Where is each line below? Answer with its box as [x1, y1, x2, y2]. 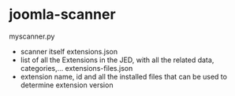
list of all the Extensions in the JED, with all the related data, [20, 55, 214, 65]
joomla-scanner [9, 6, 117, 24]
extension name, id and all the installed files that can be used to [20, 72, 228, 81]
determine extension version [20, 80, 114, 90]
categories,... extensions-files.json [20, 63, 133, 72]
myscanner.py [9, 31, 55, 41]
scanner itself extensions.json [20, 46, 117, 56]
